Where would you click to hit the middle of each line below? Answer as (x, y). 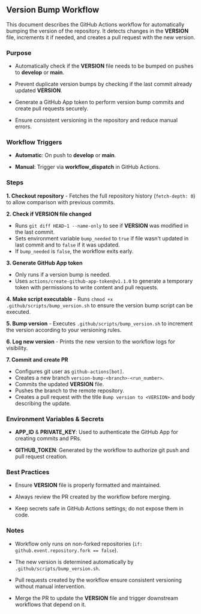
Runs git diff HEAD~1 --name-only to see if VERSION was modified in (102, 225)
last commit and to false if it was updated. (67, 245)
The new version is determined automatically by (74, 562)
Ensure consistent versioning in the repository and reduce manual (96, 121)
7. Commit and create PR (37, 359)
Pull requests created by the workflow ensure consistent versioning (98, 580)
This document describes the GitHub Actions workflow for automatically (95, 24)
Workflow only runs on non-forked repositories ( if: (79, 544)
